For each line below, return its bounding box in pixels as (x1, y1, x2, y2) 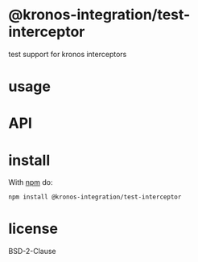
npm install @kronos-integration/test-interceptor (8, 193, 182, 202)
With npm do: (8, 178, 54, 187)
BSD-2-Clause (8, 247, 56, 256)
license (8, 219, 59, 238)
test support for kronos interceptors (8, 49, 127, 59)
